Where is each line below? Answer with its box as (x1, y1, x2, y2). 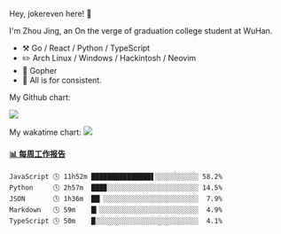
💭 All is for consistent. (21, 75, 102, 85)
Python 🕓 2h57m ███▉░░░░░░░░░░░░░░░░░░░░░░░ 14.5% (9, 183, 223, 192)
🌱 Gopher (21, 66, 58, 75)
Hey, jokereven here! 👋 (9, 9, 92, 19)
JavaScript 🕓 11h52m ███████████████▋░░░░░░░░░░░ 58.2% (9, 173, 223, 182)
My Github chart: (9, 92, 71, 102)
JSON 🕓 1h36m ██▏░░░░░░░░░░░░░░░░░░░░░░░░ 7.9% (9, 195, 223, 204)
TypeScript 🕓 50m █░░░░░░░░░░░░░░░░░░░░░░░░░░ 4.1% (9, 217, 223, 226)
